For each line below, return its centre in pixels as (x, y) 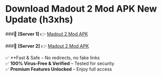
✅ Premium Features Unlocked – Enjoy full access (59, 69)
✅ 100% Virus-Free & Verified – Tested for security (60, 63)
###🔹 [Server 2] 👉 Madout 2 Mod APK (47, 46)
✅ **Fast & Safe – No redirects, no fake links (53, 57)
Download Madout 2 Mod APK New (81, 9)
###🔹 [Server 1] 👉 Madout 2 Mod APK (47, 34)
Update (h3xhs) (39, 20)
